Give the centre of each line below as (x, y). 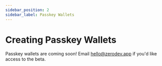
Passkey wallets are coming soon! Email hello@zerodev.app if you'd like (81, 54)
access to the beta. (26, 59)
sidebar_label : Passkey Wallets (40, 15)
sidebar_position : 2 (27, 10)
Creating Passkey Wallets (61, 40)
